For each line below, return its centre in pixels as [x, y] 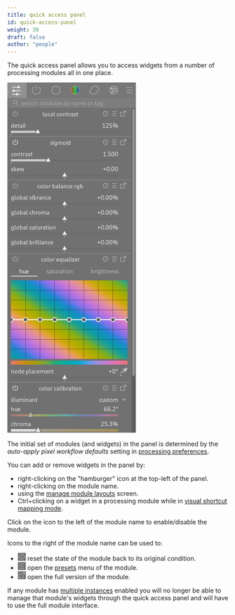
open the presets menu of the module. [82, 568]
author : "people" [33, 45]
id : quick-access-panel [42, 22]
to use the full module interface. [53, 606]
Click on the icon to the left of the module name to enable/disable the [107, 522]
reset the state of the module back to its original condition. [112, 559]
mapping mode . [40, 508]
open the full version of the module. [79, 577]
